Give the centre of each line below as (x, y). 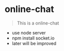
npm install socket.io (33, 38)
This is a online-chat (38, 23)
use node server (29, 32)
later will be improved (34, 43)
